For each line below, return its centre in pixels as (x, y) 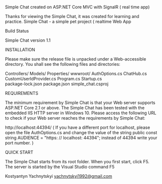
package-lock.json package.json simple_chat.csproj (57, 84)
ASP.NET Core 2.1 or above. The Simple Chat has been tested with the (75, 108)
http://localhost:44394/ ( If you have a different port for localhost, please (78, 127)
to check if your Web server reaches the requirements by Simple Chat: (75, 118)
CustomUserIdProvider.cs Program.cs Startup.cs (54, 79)
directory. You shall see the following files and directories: (63, 64)
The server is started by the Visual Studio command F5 (60, 167)
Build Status (17, 31)
